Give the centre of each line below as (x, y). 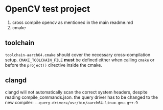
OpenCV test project (48, 9)
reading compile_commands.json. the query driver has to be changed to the (81, 97)
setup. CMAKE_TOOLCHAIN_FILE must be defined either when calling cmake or (80, 60)
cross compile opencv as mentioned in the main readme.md (72, 22)
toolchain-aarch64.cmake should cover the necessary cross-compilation (78, 55)
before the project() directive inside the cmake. (54, 65)
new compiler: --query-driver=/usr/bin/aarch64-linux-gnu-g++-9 (71, 102)
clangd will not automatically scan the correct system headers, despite (76, 92)
